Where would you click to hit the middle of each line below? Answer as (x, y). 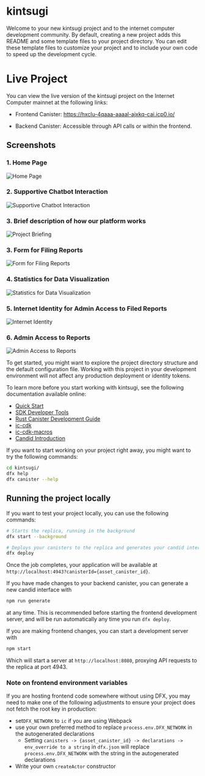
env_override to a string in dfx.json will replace (87, 747)
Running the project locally (59, 499)
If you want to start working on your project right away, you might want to (99, 450)
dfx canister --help (33, 479)
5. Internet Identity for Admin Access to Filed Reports (87, 308)
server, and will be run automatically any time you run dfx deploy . (89, 619)
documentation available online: (46, 394)
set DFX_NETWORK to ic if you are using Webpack (74, 721)
